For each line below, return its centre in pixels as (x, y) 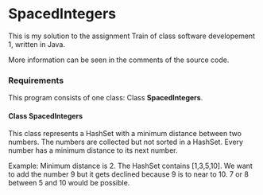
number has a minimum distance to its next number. (93, 150)
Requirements (36, 80)
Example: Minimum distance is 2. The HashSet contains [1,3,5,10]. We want (130, 166)
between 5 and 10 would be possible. (69, 183)
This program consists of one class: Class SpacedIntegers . (106, 98)
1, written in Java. (37, 44)
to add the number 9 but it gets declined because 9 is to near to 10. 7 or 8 (128, 174)
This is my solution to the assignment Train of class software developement (132, 36)
